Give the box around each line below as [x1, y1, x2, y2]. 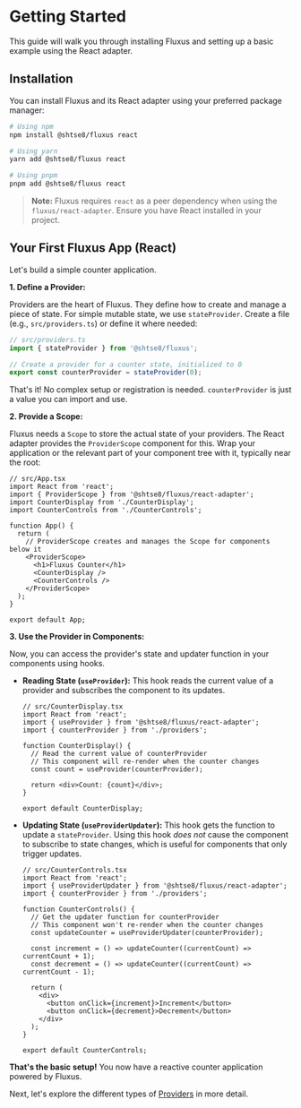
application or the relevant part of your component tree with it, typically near [9, 448, 291, 459]
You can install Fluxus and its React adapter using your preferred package [9, 95, 282, 106]
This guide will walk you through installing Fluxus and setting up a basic [9, 36, 274, 47]
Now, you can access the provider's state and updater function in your [9, 648, 270, 659]
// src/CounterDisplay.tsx [21, 702, 124, 711]
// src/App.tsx [9, 475, 66, 484]
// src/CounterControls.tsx [21, 866, 127, 875]
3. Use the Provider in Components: [9, 631, 145, 642]
